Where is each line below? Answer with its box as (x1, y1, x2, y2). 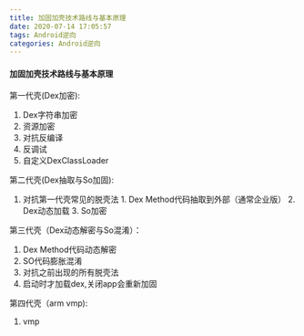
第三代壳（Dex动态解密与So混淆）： (9, 225, 142, 236)
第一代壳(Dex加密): (9, 90, 80, 101)
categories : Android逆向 (9, 38, 101, 48)
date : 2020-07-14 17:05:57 (9, 22, 112, 31)
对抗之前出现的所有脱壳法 (22, 267, 119, 278)
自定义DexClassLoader (22, 155, 109, 166)
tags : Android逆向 (9, 30, 76, 39)
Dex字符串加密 (22, 110, 78, 121)
